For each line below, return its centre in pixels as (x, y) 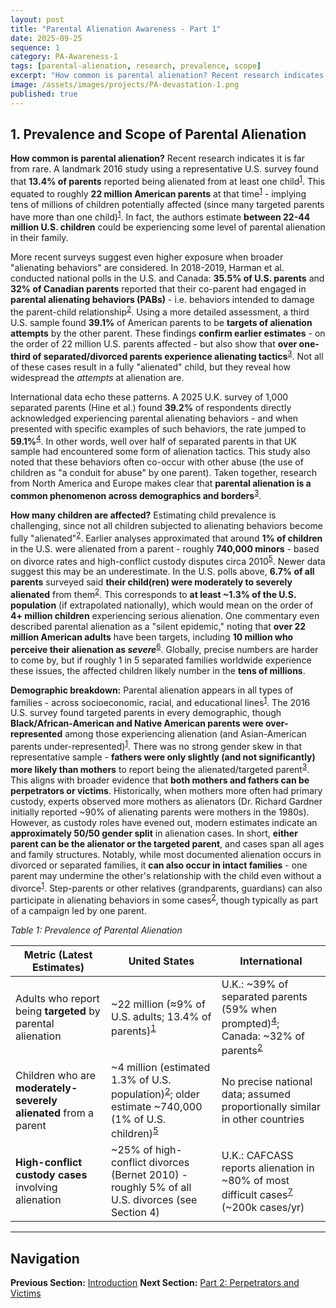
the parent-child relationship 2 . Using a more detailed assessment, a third (160, 311)
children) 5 (135, 1132)
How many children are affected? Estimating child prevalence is (143, 515)
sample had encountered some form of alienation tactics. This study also (160, 452)
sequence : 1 (35, 47)
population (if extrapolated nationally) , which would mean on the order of (162, 605)
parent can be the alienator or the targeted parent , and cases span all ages (167, 843)
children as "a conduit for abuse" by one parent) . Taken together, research (164, 473)
